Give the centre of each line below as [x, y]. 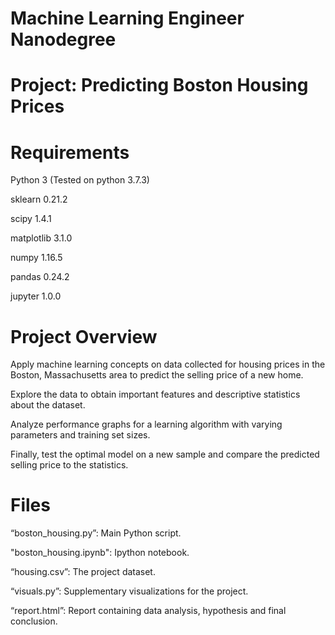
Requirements [70, 152]
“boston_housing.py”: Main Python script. [96, 533]
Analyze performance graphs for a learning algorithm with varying [146, 424]
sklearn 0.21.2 [39, 199]
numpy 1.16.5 [36, 258]
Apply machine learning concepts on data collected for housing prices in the [168, 364]
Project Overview [84, 336]
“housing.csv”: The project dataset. [83, 572]
